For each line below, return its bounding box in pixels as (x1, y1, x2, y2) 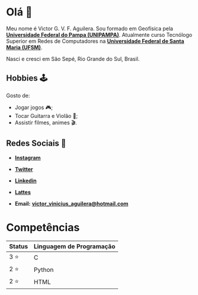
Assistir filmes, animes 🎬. (14, 118, 77, 126)
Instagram (14, 154, 41, 161)
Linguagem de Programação (33, 242, 116, 251)
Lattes (14, 188, 31, 195)
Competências (6, 220, 80, 234)
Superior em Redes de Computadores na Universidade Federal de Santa (6, 37, 185, 44)
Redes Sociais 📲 (6, 139, 66, 149)
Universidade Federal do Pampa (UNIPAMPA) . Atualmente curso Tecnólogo (6, 31, 193, 38)
